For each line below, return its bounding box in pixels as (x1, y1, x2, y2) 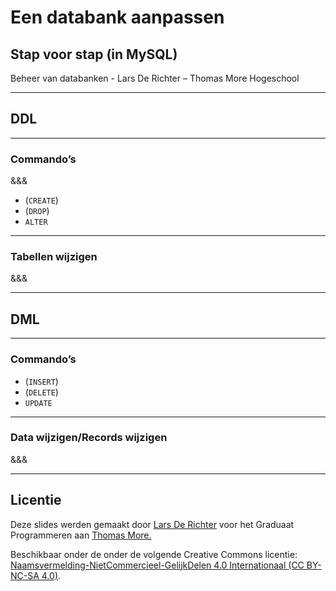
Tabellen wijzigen (10, 250, 98, 264)
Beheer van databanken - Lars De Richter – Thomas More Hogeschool (10, 72, 300, 84)
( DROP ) (24, 205, 50, 217)
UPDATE (24, 398, 53, 408)
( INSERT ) (24, 375, 59, 387)
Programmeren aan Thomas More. (10, 529, 152, 541)
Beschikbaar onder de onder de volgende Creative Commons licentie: (10, 548, 298, 560)
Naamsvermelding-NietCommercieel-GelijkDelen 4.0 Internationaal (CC (10, 559, 305, 571)
